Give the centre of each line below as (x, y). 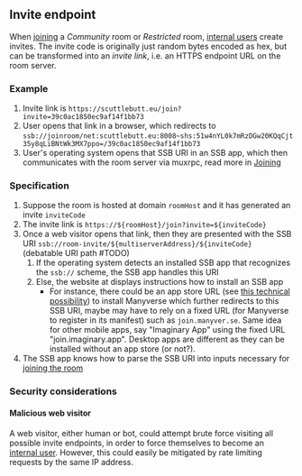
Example (29, 88)
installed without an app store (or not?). (122, 349)
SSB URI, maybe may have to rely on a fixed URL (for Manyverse (169, 311)
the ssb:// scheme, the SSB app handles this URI (127, 272)
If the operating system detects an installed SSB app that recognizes (163, 263)
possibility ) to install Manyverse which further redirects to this (164, 301)
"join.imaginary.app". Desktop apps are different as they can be (167, 339)
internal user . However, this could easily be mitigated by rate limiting (136, 452)
